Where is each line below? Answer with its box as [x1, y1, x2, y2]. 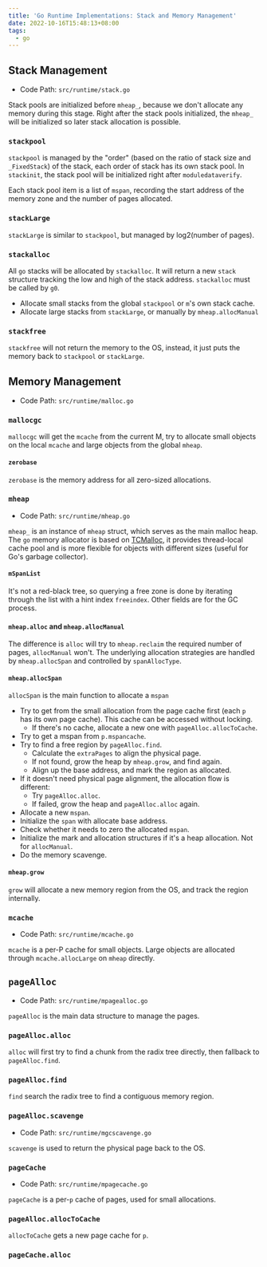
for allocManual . [19, 842, 73, 851]
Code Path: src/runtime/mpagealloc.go [19, 995, 148, 1005]
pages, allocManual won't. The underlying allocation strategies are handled [8, 648, 255, 657]
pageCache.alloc [8, 1250, 72, 1260]
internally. [8, 893, 41, 902]
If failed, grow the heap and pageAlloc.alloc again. [31, 799, 200, 809]
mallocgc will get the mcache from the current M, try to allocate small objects [8, 432, 257, 441]
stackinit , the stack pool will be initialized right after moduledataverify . [8, 170, 242, 180]
